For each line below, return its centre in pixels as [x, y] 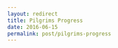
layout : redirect [33, 14]
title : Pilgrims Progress [45, 20]
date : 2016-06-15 [33, 27]
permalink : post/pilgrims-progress [59, 34]
